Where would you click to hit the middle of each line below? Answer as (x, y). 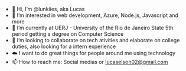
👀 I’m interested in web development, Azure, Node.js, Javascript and (95, 15)
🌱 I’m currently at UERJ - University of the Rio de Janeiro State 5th (92, 28)
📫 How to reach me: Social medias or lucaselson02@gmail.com (90, 62)
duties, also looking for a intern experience (64, 46)
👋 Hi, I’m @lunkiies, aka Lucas (48, 9)
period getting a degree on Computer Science (68, 34)
